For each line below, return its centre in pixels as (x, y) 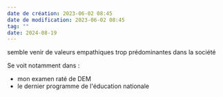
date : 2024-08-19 (32, 33)
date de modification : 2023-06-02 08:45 (66, 20)
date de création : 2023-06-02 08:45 (60, 13)
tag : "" (18, 26)
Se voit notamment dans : (43, 65)
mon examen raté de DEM (54, 79)
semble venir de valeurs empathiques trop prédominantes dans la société (111, 52)
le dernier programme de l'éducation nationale (83, 86)
